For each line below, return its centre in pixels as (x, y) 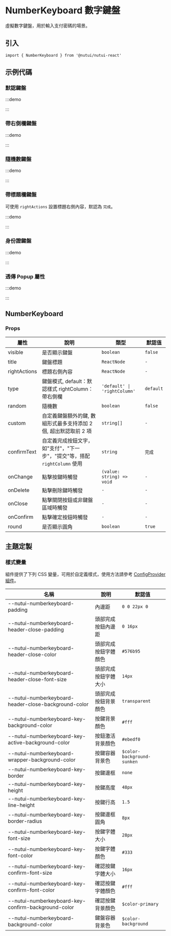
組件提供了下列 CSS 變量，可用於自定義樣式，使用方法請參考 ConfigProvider (85, 574)
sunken (130, 762)
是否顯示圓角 (57, 526)
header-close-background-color (48, 704)
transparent (136, 701)
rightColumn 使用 (62, 464)
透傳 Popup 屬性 (25, 276)
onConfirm (21, 517)
